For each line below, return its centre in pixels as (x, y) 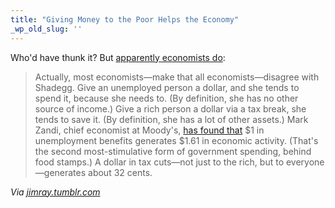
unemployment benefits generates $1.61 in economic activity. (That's (176, 140)
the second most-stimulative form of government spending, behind (173, 151)
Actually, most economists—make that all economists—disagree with (177, 77)
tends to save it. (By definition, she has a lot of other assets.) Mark (171, 119)
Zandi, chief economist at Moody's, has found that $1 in (149, 130)
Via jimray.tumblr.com (55, 192)
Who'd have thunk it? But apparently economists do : (118, 57)
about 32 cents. (120, 172)
